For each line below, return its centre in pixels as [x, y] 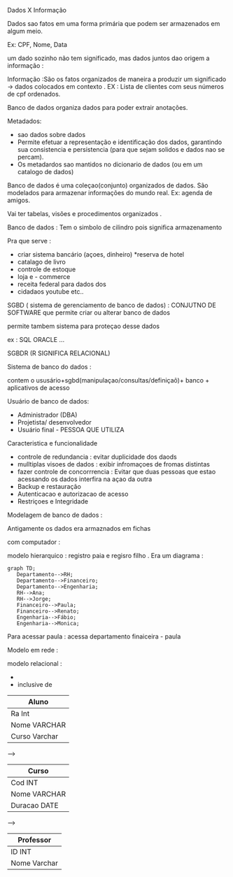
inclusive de [35, 684]
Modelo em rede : [33, 650]
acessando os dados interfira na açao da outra [85, 479]
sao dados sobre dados [51, 135]
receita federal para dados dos [62, 284]
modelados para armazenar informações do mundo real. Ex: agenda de [110, 193]
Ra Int [20, 714]
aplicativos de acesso [38, 388]
